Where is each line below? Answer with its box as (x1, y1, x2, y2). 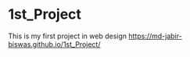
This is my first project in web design (8, 31, 127, 41)
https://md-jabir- (128, 31, 182, 41)
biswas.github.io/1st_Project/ (8, 39, 101, 48)
